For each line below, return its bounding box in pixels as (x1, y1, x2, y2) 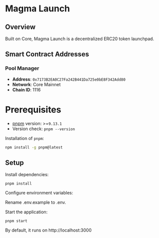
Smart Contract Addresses (5, 50, 89, 58)
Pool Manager (5, 65, 40, 72)
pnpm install (5, 181, 32, 186)
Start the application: (5, 209, 48, 215)
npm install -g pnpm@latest (5, 144, 63, 150)
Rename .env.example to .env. (5, 199, 67, 205)
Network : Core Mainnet (12, 81, 61, 87)
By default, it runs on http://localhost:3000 (5, 227, 92, 233)
